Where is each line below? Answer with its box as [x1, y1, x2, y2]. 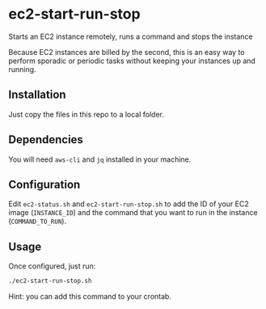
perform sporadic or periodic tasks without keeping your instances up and [8, 56, 256, 66]
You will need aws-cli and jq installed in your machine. [8, 154, 192, 164]
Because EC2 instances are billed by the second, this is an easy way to [8, 47, 245, 57]
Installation [8, 88, 66, 102]
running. [8, 64, 36, 74]
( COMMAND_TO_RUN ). [8, 216, 67, 226]
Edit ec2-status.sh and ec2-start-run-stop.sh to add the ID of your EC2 [8, 199, 249, 209]
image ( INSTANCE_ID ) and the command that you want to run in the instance [8, 208, 258, 218]
